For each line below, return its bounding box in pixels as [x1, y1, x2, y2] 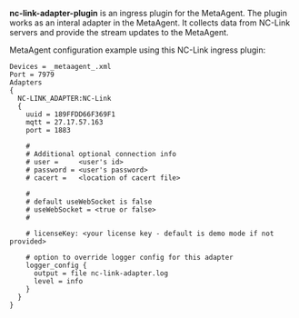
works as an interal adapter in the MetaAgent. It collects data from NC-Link [9, 17, 291, 28]
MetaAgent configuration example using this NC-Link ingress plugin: [9, 45, 266, 55]
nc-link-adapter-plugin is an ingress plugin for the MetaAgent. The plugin [9, 8, 288, 18]
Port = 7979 [9, 70, 55, 79]
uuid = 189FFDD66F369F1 [25, 110, 116, 119]
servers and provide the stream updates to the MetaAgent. [9, 27, 229, 37]
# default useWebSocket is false [25, 197, 153, 206]
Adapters [9, 78, 43, 87]
